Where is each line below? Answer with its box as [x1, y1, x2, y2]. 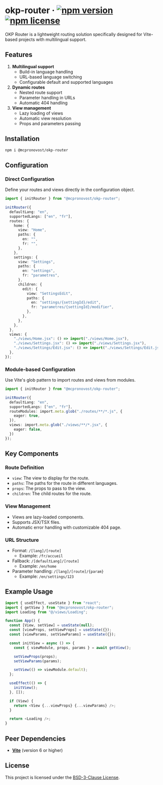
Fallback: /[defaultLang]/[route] [12, 558, 80, 564]
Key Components [5, 450, 59, 458]
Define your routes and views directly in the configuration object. [5, 187, 135, 192]
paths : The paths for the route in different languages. [12, 480, 118, 486]
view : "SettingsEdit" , [26, 291, 73, 296]
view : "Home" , [17, 228, 47, 232]
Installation [5, 134, 40, 143]
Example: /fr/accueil [19, 553, 63, 558]
